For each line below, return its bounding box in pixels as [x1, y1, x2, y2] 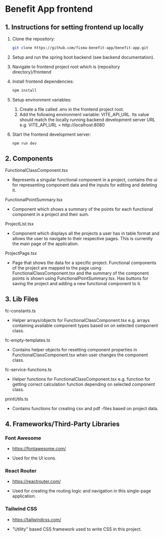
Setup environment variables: [12, 97, 72, 102]
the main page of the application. [12, 241, 79, 247]
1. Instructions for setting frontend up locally [5, 23, 144, 31]
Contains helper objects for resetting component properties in [12, 347, 137, 353]
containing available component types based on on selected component [12, 322, 158, 329]
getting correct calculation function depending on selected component [12, 381, 155, 388]
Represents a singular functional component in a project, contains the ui [12, 177, 158, 183]
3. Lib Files [5, 295, 39, 303]
